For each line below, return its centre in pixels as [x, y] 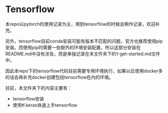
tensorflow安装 [28, 99]
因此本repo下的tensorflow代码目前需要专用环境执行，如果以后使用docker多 [84, 71]
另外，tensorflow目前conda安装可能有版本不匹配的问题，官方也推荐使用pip [84, 41]
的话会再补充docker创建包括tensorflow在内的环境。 [59, 77]
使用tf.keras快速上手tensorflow [45, 105]
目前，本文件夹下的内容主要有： [39, 88]
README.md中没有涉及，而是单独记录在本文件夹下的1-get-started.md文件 [83, 54]
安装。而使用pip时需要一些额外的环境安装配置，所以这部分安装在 [73, 47]
